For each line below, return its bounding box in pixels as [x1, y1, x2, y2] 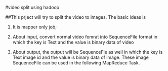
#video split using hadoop [5, 5, 60, 10]
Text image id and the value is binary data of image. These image [12, 54, 149, 60]
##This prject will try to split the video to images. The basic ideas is [5, 14, 146, 20]
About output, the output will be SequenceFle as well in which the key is [12, 49, 163, 55]
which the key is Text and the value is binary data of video [12, 39, 134, 45]
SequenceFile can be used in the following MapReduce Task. [12, 60, 140, 65]
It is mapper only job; [12, 24, 57, 30]
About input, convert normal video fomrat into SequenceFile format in [12, 34, 158, 40]
